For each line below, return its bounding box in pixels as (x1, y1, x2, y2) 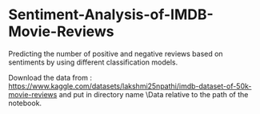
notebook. (8, 98, 42, 108)
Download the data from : (8, 73, 92, 82)
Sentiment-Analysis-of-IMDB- (8, 6, 214, 24)
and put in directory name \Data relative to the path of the (58, 89, 249, 99)
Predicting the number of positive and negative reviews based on (8, 49, 223, 58)
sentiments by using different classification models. (8, 57, 178, 67)
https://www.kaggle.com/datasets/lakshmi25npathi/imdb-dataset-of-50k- (8, 81, 252, 91)
